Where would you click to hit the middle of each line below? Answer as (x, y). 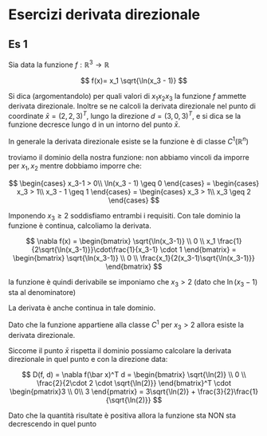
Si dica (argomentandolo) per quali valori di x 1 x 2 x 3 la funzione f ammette (128, 97)
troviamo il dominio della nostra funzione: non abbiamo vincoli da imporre (129, 157)
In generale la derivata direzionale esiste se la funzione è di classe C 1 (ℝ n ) (129, 141)
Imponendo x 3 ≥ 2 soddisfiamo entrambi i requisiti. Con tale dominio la (124, 216)
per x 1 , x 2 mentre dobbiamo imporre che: (75, 167)
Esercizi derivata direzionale (104, 15)
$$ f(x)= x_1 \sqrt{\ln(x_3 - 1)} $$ (134, 81)
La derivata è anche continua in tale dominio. (82, 308)
